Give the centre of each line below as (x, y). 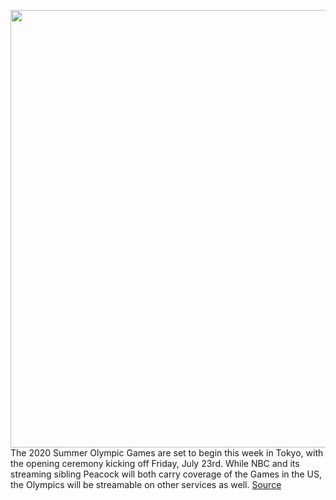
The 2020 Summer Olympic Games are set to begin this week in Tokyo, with (167, 453)
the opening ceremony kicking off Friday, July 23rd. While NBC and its (155, 463)
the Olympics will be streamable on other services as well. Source (146, 484)
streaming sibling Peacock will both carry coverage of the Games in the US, (166, 474)
